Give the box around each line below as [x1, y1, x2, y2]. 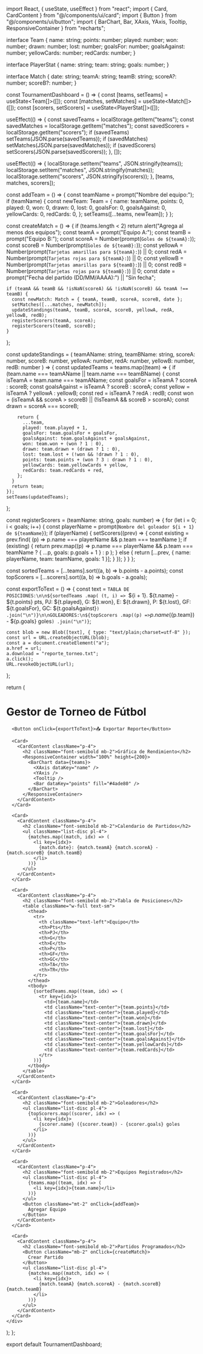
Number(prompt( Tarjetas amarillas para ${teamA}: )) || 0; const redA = [6, 248, 187, 255]
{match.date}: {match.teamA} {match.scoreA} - [38, 844, 159, 850]
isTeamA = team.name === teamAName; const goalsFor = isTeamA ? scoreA [6, 377, 198, 384]
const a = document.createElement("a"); [6, 640, 110, 646]
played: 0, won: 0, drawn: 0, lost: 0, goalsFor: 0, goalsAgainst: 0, [6, 204, 167, 211]
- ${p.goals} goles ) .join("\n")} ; [6, 617, 92, 625]
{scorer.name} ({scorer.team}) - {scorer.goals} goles [38, 1121, 181, 1127]
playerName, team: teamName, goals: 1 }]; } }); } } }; [6, 555, 135, 562]
